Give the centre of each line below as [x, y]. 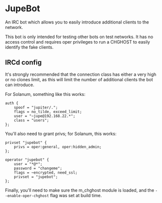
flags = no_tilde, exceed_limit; [48, 112]
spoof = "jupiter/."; [36, 107]
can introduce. [20, 85]
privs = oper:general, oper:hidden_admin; [58, 147]
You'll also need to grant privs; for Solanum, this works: [61, 134]
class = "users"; [32, 120]
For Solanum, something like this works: [45, 94]
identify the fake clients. [29, 47]
